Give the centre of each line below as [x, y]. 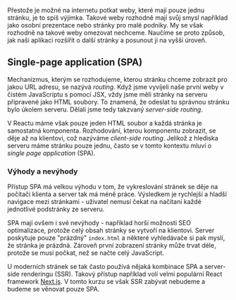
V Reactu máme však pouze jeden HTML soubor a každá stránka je [105, 123]
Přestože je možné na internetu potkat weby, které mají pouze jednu [106, 10]
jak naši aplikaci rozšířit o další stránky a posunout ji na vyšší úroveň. [107, 40]
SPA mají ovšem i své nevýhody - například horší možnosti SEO [99, 223]
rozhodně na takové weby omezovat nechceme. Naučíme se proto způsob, [116, 32]
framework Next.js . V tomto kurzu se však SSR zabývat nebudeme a [106, 282]
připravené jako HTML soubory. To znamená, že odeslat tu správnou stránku [118, 102]
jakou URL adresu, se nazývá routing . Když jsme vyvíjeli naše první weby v [116, 87]
